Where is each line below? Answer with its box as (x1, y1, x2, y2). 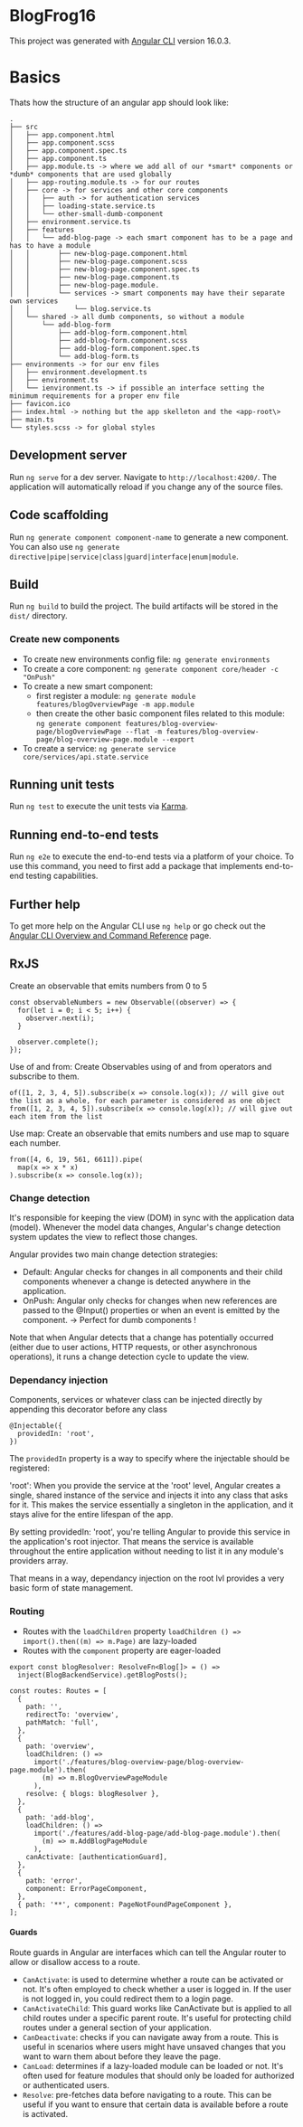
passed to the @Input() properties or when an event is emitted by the (22, 1305, 280, 1316)
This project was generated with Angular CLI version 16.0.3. (9, 35, 232, 46)
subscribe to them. (9, 1071, 80, 1082)
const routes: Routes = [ (9, 1686, 107, 1696)
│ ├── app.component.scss (9, 137, 116, 147)
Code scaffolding (9, 507, 109, 523)
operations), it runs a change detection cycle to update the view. (9, 1351, 250, 1362)
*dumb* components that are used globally (9, 169, 172, 179)
